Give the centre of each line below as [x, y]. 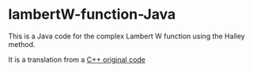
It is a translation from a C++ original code [77, 59]
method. [22, 44]
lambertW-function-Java [92, 14]
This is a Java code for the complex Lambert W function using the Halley [126, 36]
